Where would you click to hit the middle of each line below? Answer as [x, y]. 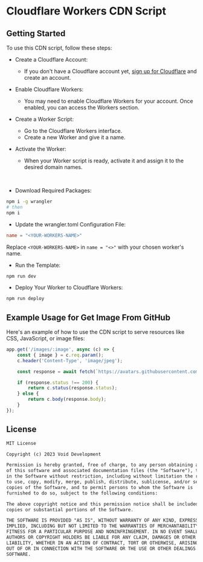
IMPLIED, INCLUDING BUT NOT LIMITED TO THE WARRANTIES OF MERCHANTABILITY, [104, 526]
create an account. [47, 78]
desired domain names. [53, 167]
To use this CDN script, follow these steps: [59, 48]
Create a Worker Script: [44, 119]
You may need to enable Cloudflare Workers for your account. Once [108, 101]
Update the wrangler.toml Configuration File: [70, 224]
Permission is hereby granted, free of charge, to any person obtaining [100, 465]
